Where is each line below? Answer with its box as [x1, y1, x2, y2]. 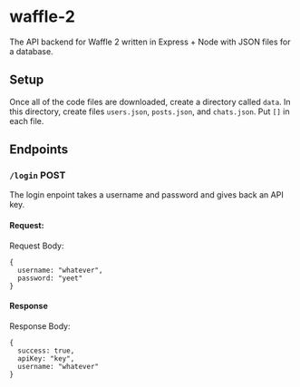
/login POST [9, 169, 66, 182]
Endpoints [9, 142, 69, 158]
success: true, [17, 346, 75, 355]
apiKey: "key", [17, 353, 75, 363]
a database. [9, 45, 53, 56]
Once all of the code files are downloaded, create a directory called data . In [9, 96, 292, 107]
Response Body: [9, 320, 71, 332]
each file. [9, 115, 44, 126]
